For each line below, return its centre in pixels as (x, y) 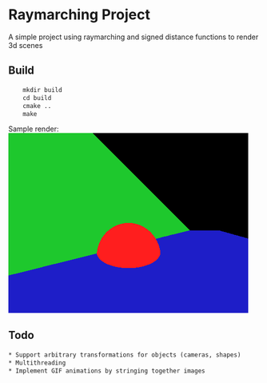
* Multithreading (37, 363)
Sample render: (34, 129)
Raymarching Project (79, 15)
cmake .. (37, 106)
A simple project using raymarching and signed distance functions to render (133, 37)
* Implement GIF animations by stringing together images (107, 371)
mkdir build (42, 90)
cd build (37, 98)
